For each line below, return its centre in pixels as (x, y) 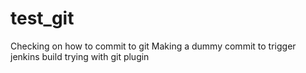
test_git (42, 18)
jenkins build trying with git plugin (80, 56)
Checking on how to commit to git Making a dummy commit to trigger (153, 46)
